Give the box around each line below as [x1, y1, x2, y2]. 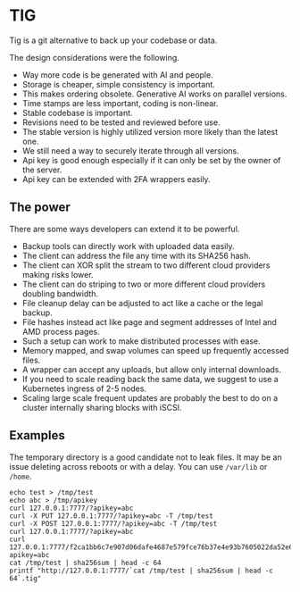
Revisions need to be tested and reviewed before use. [21, 117, 221, 128]
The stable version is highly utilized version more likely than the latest [21, 126, 279, 137]
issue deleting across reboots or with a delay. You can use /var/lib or [9, 461, 268, 471]
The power [9, 200, 71, 215]
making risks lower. [21, 269, 94, 279]
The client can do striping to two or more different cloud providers [21, 279, 266, 289]
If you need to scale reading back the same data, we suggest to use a [21, 373, 279, 384]
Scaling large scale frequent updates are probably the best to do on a [21, 392, 279, 403]
